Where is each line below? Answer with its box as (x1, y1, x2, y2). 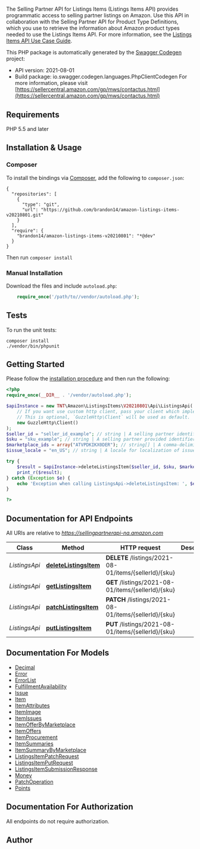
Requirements (6, 109, 60, 120)
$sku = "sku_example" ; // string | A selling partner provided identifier (6, 436, 196, 442)
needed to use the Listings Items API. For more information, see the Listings (6, 31, 192, 38)
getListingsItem (45, 582, 92, 591)
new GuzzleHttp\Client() (17, 420, 79, 426)
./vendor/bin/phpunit (6, 343, 60, 349)
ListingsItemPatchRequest (14, 753, 79, 760)
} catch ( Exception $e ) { (6, 475, 70, 481)
